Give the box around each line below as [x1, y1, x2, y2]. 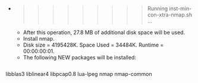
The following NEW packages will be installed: [23, 54, 136, 61]
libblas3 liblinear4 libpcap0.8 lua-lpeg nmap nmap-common [5, 71, 152, 77]
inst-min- [168, 5, 192, 12]
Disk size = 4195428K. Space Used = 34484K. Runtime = [23, 41, 164, 48]
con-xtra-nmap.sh [147, 11, 193, 18]
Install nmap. [23, 35, 55, 42]
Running [147, 5, 168, 12]
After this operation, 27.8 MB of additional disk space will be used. [23, 29, 186, 36]
